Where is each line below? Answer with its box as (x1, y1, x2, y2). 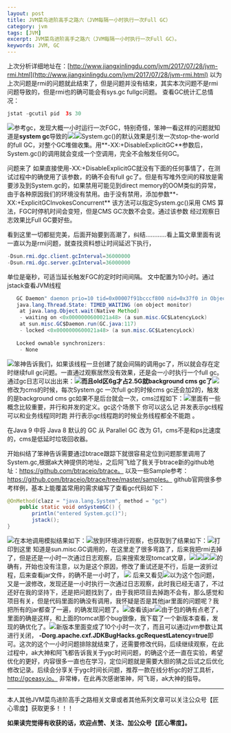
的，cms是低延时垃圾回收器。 (7, 434, 91, 443)
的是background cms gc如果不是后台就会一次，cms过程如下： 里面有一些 (7, 394, 221, 402)
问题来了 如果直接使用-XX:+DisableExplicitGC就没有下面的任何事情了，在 (7, 163, 214, 172)
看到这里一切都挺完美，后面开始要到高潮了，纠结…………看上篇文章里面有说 (7, 230, 221, 239)
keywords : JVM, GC (7, 42, 60, 49)
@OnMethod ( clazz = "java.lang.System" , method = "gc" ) (7, 497, 168, 504)
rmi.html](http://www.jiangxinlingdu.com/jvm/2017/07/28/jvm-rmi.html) (7, 70, 208, 79)
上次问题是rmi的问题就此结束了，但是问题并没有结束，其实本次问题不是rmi (7, 79, 219, 87)
